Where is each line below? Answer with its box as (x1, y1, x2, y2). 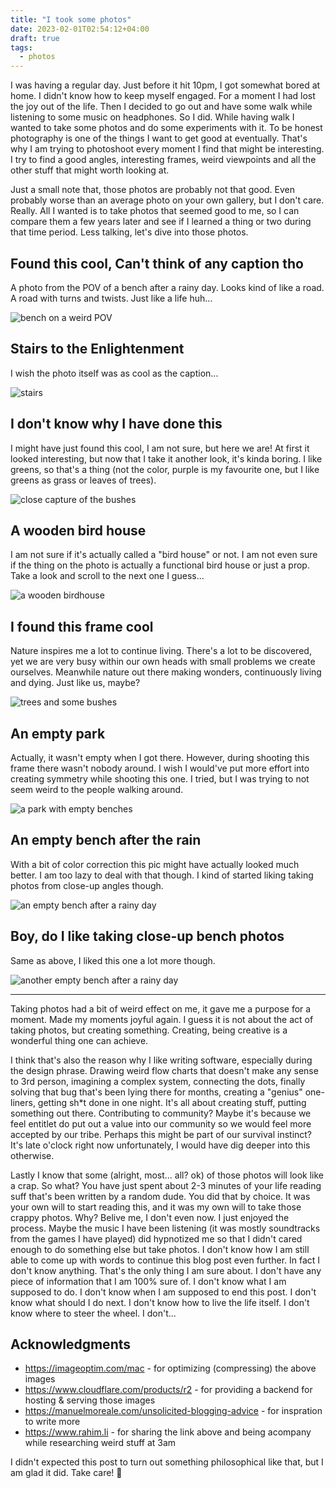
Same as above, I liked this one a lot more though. (10, 954, 216, 966)
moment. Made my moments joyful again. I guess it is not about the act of (10, 1013, 314, 1025)
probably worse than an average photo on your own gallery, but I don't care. (10, 194, 325, 206)
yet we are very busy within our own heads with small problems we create (10, 656, 316, 668)
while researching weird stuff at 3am (24, 1437, 177, 1449)
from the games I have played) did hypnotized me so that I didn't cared (10, 1232, 303, 1245)
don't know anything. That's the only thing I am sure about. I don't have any (10, 1264, 322, 1276)
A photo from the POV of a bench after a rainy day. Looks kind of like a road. (10, 281, 325, 293)
